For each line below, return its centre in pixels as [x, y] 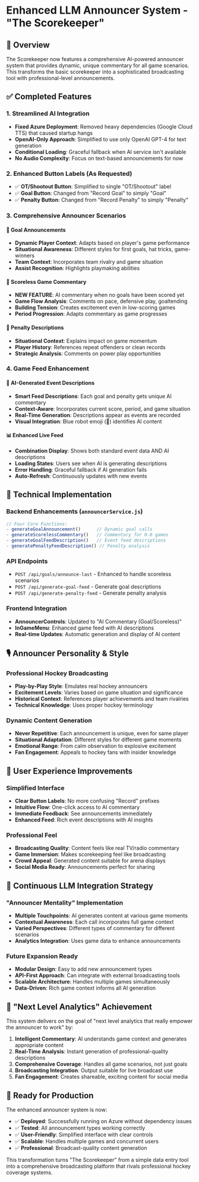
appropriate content [39, 1045]
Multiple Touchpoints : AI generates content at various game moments [101, 916]
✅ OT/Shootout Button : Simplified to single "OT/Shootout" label [93, 186]
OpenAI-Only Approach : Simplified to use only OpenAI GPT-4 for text [100, 139]
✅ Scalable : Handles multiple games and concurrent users [87, 1142]
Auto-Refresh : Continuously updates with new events [81, 476]
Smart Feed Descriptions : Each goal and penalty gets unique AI [93, 396]
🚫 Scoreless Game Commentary [46, 282]
